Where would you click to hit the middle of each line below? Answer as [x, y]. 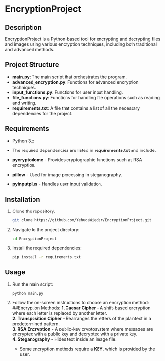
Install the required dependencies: [47, 248]
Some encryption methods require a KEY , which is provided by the [87, 349]
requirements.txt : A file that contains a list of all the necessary [76, 108]
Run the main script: [33, 284]
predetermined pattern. [36, 324]
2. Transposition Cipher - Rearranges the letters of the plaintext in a [82, 318]
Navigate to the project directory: [46, 230]
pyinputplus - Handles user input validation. [57, 184]
